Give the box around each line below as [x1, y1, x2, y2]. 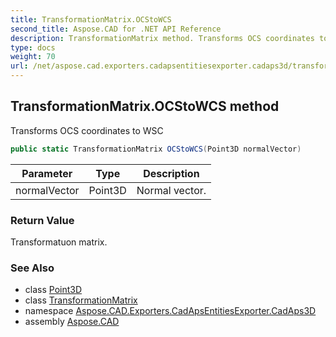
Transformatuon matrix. [10, 236, 108, 248]
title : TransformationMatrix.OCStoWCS [10, 14, 172, 25]
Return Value [10, 213, 75, 227]
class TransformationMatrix [24, 294, 138, 306]
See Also [10, 261, 55, 275]
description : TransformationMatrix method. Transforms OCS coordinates [10, 33, 315, 43]
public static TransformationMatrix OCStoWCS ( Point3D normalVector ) [10, 144, 302, 154]
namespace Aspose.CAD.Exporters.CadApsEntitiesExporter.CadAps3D [24, 305, 317, 317]
